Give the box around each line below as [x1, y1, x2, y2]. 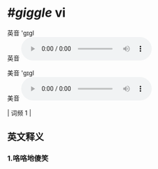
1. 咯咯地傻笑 [7, 154, 49, 163]
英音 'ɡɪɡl [7, 29, 35, 37]
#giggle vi [7, 5, 66, 21]
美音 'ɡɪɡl [7, 68, 35, 77]
